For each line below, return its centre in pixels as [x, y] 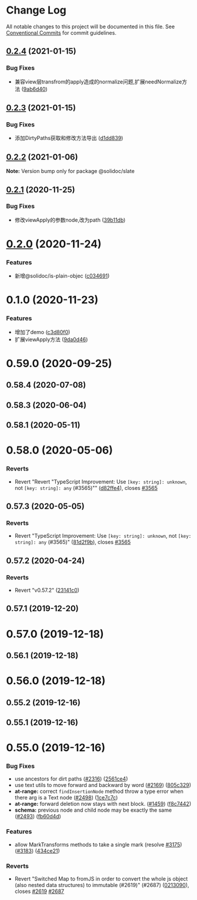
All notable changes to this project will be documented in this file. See [91, 26]
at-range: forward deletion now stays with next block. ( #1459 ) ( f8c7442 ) [103, 804]
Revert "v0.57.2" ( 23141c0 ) [47, 590]
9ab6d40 [34, 89]
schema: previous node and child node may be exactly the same [93, 810]
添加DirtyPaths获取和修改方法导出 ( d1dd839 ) [69, 138]
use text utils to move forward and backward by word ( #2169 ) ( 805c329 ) [103, 785]
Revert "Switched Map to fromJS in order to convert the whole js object [101, 879]
